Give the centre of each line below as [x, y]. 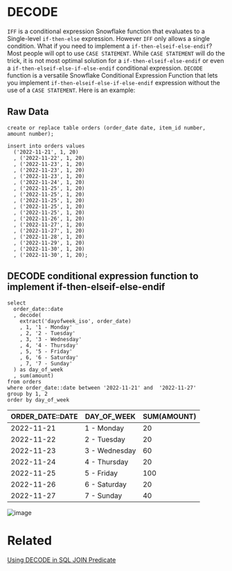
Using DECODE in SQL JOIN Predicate [62, 560]
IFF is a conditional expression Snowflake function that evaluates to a [106, 31]
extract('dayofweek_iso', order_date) [75, 321]
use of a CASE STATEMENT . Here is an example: [71, 90]
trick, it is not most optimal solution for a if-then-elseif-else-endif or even [116, 60]
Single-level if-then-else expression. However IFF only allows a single [109, 38]
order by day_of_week [38, 400]
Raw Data [28, 112]
